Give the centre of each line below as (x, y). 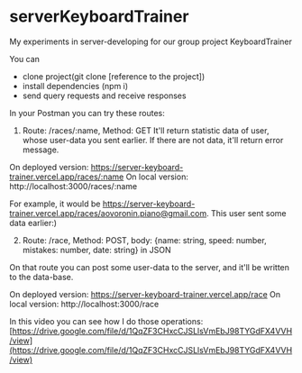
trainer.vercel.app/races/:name (67, 177)
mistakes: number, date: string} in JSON (96, 250)
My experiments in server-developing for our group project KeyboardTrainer (151, 41)
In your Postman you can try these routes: (87, 113)
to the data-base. (41, 277)
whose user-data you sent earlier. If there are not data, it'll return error (153, 140)
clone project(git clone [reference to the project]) (114, 76)
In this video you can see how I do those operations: (106, 321)
